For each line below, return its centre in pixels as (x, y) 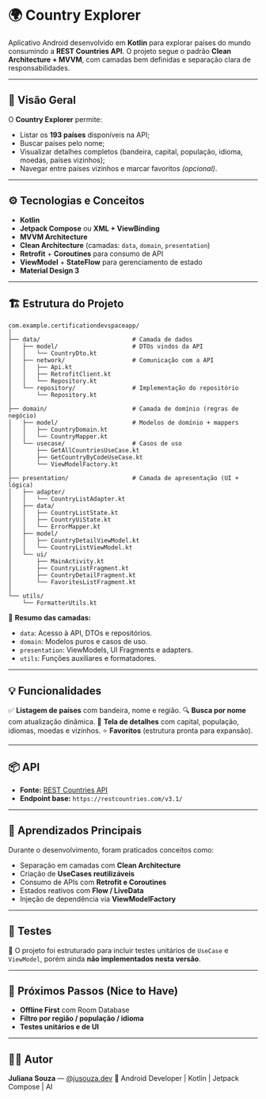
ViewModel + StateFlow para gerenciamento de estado (111, 261)
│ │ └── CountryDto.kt (53, 353)
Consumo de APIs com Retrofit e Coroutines (93, 882)
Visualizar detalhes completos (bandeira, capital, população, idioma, (131, 151)
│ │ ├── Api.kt (40, 368)
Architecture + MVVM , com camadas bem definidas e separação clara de (129, 59)
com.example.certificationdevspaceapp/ (74, 326)
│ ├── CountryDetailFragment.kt (72, 575)
